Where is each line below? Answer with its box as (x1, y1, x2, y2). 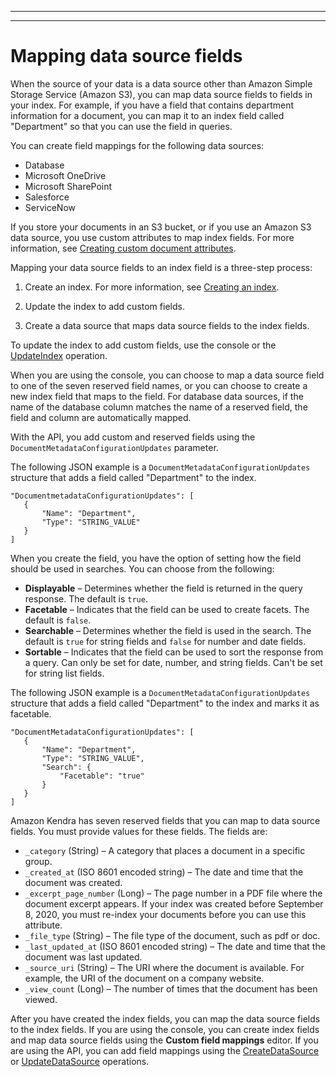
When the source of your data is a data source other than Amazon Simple (10, 77, 313, 90)
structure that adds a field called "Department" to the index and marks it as (10, 697, 320, 709)
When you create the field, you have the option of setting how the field (10, 552, 302, 564)
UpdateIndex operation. (10, 349, 108, 361)
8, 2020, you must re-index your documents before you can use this (24, 908, 307, 920)
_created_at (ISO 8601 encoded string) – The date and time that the (24, 866, 304, 878)
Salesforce (24, 191, 70, 203)
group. (24, 855, 53, 867)
